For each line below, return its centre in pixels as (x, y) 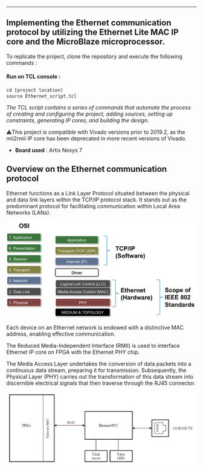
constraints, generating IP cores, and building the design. (78, 120)
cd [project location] (35, 90)
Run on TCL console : (34, 77)
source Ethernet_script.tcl (42, 96)
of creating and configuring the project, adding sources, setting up (90, 114)
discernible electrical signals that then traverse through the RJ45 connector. (101, 383)
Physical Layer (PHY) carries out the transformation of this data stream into (100, 376)
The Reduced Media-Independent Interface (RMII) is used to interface (93, 345)
